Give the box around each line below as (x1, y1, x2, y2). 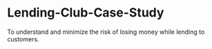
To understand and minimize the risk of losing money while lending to (7, 28, 205, 36)
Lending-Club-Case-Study (7, 5, 164, 21)
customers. (7, 35, 39, 43)
